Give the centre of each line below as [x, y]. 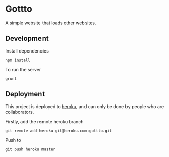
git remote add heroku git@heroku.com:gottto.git [59, 131]
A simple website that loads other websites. [51, 23]
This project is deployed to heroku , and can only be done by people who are [85, 106]
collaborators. [20, 112]
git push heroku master [30, 149]
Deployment [25, 94]
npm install [18, 60]
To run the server [23, 69]
